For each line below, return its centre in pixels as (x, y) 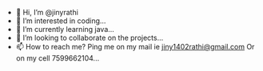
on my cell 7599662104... (58, 58)
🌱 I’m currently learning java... (65, 29)
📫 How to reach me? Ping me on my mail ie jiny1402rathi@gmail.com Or (135, 47)
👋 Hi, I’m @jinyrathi (47, 12)
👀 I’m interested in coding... (61, 21)
